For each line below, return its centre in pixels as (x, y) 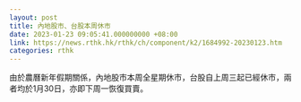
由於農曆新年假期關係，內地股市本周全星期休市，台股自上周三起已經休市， (146, 78)
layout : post (34, 17)
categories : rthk (42, 51)
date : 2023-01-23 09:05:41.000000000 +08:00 (94, 34)
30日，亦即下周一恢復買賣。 (96, 89)
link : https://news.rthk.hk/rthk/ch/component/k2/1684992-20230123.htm (146, 42)
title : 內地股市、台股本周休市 (60, 26)
